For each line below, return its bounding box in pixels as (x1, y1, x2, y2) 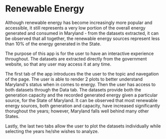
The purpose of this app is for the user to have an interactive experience (5, 50, 154, 56)
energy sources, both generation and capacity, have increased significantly (5, 102, 161, 108)
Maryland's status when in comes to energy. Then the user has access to (5, 81, 156, 87)
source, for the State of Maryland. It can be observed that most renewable (5, 97, 158, 103)
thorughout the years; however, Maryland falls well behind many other (5, 108, 149, 114)
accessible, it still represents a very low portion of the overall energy (5, 24, 146, 30)
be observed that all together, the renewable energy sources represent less (5, 35, 160, 41)
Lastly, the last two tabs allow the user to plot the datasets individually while (5, 123, 161, 129)
